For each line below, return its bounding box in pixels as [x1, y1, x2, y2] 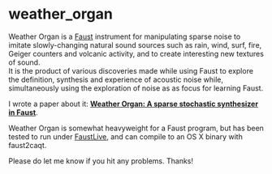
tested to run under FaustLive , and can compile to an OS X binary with [8, 131, 244, 142]
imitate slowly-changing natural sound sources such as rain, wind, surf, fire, [8, 40, 262, 49]
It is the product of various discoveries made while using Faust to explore [8, 66, 254, 75]
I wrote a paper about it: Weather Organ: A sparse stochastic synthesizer [8, 99, 258, 108]
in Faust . [8, 107, 38, 117]
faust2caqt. [8, 140, 47, 150]
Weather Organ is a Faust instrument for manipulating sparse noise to [8, 32, 241, 41]
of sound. [8, 57, 41, 67]
